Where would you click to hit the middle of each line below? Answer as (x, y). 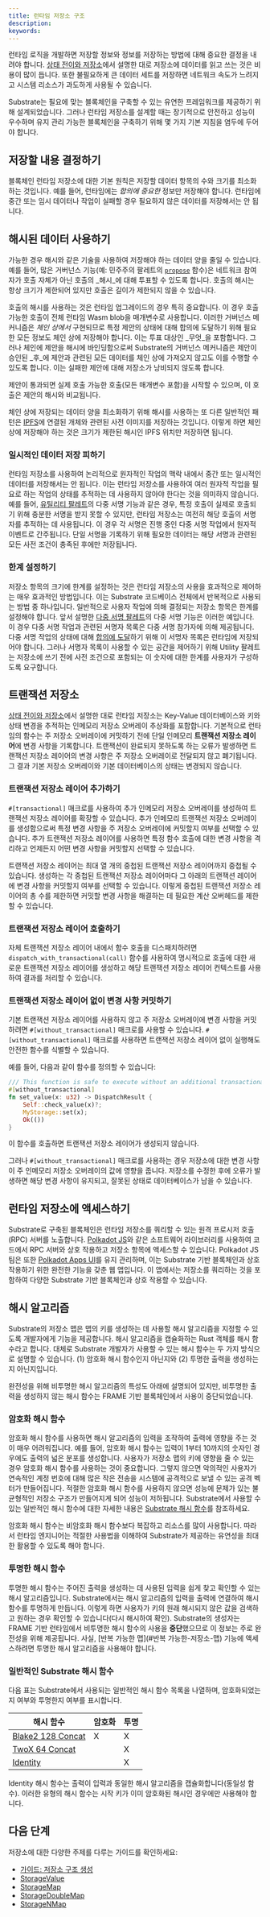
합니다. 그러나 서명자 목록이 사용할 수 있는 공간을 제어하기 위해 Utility (131, 647)
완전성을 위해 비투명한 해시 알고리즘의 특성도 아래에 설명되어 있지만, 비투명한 (129, 1386)
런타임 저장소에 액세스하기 (69, 1209)
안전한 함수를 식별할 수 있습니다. (59, 1050)
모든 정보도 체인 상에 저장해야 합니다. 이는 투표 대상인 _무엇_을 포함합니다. (132, 337)
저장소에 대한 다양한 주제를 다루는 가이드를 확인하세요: (93, 1852)
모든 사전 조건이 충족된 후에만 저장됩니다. (73, 544)
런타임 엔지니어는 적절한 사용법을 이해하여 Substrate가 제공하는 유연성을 (130, 1536)
